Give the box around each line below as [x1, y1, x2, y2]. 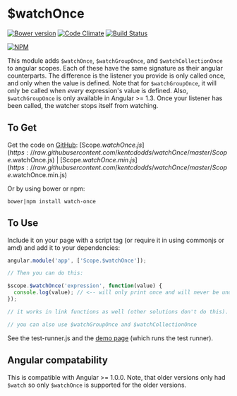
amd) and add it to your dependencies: [7, 243, 121, 252]
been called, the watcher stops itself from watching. [7, 101, 159, 109]
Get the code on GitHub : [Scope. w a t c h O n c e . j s [7, 140, 142, 149]
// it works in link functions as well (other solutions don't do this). [7, 308, 229, 316]
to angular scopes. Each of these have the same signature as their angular [7, 64, 224, 72]
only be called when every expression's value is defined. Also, [7, 86, 188, 95]
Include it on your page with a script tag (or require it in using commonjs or [7, 236, 224, 244]
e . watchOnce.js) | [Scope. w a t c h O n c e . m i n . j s [7, 155, 135, 164]
